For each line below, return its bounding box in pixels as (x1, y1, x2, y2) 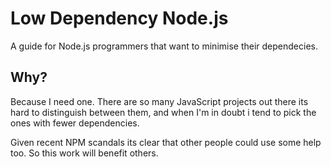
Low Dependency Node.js (10, 7, 229, 30)
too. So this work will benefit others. (10, 147, 159, 159)
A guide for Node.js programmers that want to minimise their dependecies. (10, 40, 318, 52)
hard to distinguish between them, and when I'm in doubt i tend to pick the (10, 106, 317, 118)
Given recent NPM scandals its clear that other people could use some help (10, 136, 322, 148)
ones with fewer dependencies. (10, 117, 140, 129)
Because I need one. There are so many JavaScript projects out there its (10, 95, 309, 107)
